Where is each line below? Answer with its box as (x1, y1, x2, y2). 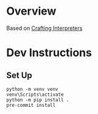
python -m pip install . (6, 96, 69, 103)
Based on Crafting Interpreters (6, 24, 83, 32)
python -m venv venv (6, 86, 59, 92)
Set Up (6, 70, 32, 80)
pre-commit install (6, 102, 56, 108)
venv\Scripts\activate (6, 91, 64, 98)
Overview (6, 4, 57, 18)
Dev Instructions (6, 46, 93, 60)
